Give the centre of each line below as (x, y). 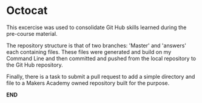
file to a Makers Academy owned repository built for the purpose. (88, 83)
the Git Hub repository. (35, 65)
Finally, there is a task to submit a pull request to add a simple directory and (101, 76)
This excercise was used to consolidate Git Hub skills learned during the (96, 27)
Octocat (27, 11)
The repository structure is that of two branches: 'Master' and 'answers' (96, 45)
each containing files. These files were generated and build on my (89, 51)
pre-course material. (32, 33)
